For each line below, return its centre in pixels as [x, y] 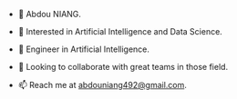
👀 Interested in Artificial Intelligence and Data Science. [120, 31]
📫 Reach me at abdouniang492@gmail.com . [102, 85]
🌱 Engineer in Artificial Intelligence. [84, 49]
